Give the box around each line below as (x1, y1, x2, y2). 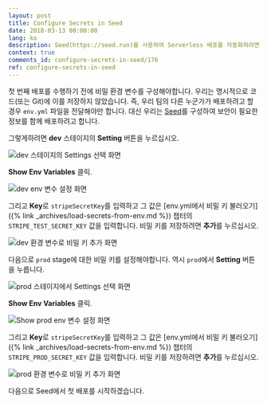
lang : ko (8, 33, 37, 42)
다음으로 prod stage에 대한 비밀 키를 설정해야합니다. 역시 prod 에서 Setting (8, 254, 241, 264)
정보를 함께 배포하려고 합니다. (8, 116, 100, 126)
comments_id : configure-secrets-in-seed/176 (8, 57, 159, 65)
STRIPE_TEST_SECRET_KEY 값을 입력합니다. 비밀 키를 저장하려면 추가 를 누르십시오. (8, 221, 259, 230)
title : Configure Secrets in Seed (8, 19, 124, 27)
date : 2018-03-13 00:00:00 (8, 26, 98, 34)
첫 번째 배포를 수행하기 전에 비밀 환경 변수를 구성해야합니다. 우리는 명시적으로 (8, 86, 249, 96)
